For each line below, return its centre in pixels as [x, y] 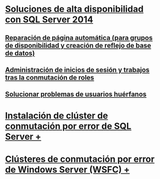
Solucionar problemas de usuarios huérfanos [76, 94]
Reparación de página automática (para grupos [79, 38]
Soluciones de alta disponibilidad [74, 9]
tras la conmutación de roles [50, 77]
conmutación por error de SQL [68, 126]
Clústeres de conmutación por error [80, 159]
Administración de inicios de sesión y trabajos [77, 70]
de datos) [20, 53]
